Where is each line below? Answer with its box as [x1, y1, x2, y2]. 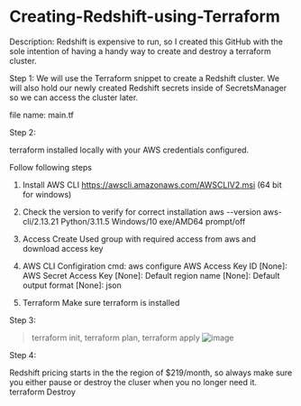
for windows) [22, 189, 72, 199]
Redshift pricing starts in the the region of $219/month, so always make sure [9, 367, 293, 378]
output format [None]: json [22, 280, 122, 291]
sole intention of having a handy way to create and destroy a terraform [9, 45, 272, 56]
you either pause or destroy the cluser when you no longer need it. [9, 376, 258, 387]
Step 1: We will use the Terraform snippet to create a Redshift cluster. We [9, 72, 280, 83]
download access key [22, 243, 104, 254]
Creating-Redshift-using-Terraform [9, 6, 281, 27]
